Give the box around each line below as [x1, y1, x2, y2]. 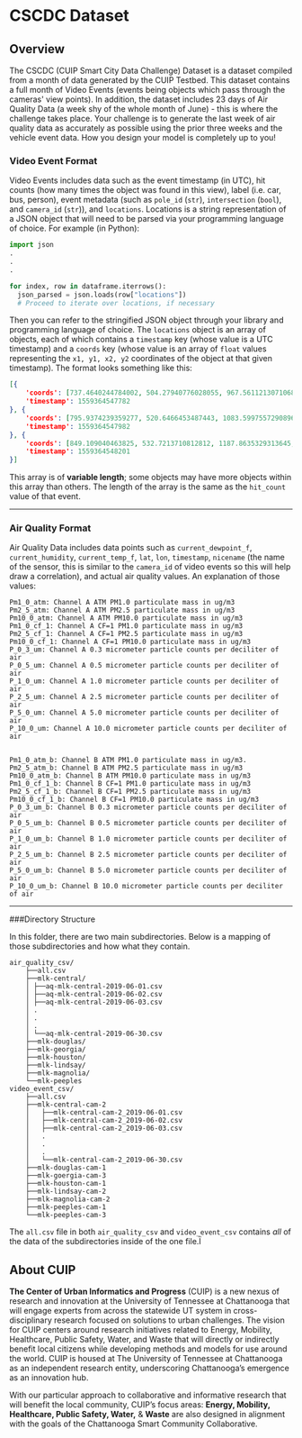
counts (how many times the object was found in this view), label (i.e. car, [9, 185, 281, 196]
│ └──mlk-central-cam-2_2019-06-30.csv [25, 1155, 182, 1165]
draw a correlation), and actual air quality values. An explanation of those [9, 571, 280, 582]
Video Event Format [9, 154, 98, 167]
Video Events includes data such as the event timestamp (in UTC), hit [9, 175, 266, 186]
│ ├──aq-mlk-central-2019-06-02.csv [25, 990, 164, 999]
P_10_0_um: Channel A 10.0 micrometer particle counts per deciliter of [9, 724, 288, 733]
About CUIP [9, 1262, 76, 1278]
